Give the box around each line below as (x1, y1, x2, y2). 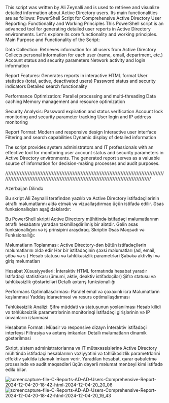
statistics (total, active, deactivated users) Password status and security (5, 78, 156, 84)
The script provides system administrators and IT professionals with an (5, 144, 154, 150)
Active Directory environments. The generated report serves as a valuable (5, 155, 160, 161)
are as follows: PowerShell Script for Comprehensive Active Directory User (5, 15, 161, 21)
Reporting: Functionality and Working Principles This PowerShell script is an (5, 20, 164, 26)
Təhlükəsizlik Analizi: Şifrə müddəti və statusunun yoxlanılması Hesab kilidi (5, 304, 161, 310)
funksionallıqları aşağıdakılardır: (5, 206, 72, 212)
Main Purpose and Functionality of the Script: (5, 37, 100, 43)
